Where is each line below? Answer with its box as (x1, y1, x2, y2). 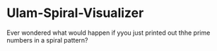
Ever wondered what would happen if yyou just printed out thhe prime (6, 28, 211, 37)
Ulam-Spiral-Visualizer (6, 5, 144, 21)
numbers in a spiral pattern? (6, 35, 89, 44)
